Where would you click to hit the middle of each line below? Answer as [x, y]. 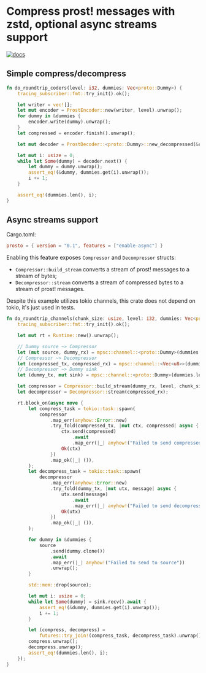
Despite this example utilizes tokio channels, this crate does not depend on [101, 301]
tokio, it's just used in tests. [41, 308]
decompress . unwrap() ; [56, 647]
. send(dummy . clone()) [78, 551]
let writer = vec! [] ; [45, 105]
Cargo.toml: [21, 235]
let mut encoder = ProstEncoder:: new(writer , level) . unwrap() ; [100, 111]
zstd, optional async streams [82, 24]
